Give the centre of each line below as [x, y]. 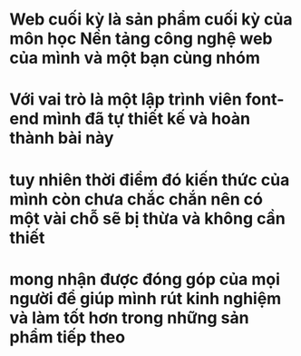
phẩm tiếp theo [67, 337]
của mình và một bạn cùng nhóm [135, 58]
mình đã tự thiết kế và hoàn [146, 119]
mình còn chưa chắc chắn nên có [136, 199]
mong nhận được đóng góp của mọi [145, 279]
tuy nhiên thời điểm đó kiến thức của [150, 179]
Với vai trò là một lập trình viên [126, 99]
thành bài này [62, 138]
